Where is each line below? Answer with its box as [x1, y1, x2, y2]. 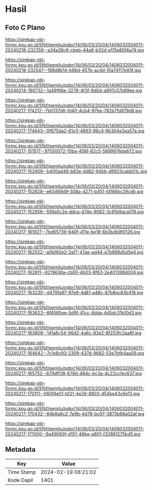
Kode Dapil [7, 477, 33, 484]
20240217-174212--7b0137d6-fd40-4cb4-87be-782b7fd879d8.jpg [5, 108, 142, 113]
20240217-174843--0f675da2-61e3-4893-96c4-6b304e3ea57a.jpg [5, 128, 145, 134]
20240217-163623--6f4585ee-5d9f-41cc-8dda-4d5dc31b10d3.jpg [5, 310, 142, 315]
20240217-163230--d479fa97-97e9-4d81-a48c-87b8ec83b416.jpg [5, 290, 144, 295]
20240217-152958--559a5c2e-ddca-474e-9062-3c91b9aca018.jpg [5, 209, 144, 214]
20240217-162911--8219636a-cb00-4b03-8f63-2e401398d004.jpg [5, 270, 144, 275]
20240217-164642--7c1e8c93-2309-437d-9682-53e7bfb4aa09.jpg [5, 350, 144, 356]
